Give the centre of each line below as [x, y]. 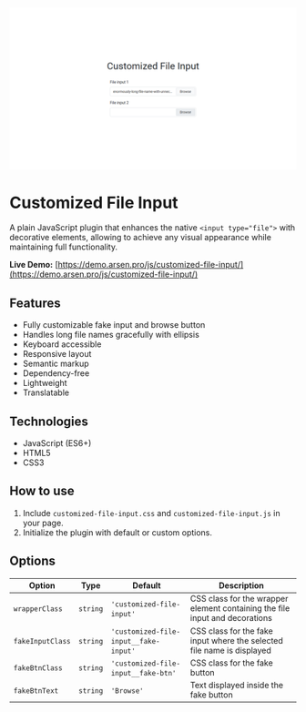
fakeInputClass [42, 641]
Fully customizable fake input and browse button [114, 325]
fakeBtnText [36, 691]
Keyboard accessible [62, 344]
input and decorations [231, 618]
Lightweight [45, 383]
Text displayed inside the [237, 686]
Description [241, 585]
